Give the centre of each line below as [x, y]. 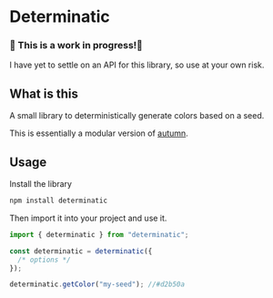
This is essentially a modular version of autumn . [99, 133]
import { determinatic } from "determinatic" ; [99, 234]
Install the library [41, 184]
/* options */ [44, 260]
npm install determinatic [58, 201]
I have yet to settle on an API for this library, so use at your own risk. [137, 65]
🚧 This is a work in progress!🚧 [76, 46]
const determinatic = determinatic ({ [81, 251]
